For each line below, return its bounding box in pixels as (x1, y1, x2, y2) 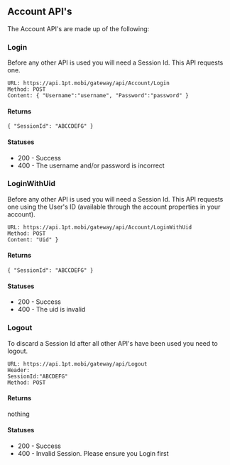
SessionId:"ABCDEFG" (7, 373, 69, 380)
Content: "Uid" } (7, 236, 59, 244)
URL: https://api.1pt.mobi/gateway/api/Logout (7, 360, 148, 368)
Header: (7, 366, 31, 373)
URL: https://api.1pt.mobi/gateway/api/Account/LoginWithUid (7, 224, 192, 231)
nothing (7, 410, 30, 418)
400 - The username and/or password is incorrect (17, 161, 165, 170)
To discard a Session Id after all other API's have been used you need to (7, 339, 218, 347)
